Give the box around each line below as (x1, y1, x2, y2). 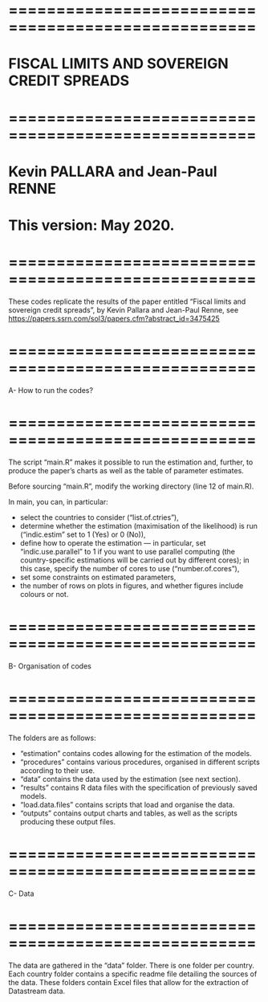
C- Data (8, 889, 35, 898)
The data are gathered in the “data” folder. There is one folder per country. (8, 960, 254, 970)
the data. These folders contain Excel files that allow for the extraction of (8, 977, 249, 987)
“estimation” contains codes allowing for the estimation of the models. (19, 748, 252, 758)
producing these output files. (19, 816, 116, 826)
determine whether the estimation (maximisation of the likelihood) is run (19, 521, 258, 530)
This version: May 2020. (8, 216, 175, 234)
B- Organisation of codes (8, 661, 92, 671)
